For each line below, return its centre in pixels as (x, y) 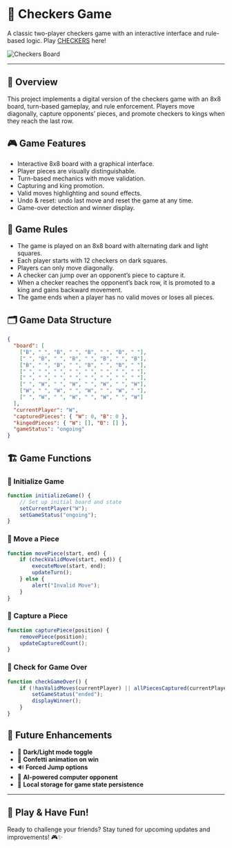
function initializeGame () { (49, 496)
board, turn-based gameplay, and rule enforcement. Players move (101, 106)
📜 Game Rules (38, 229)
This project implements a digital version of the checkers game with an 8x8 (114, 99)
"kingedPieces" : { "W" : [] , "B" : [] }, (71, 423)
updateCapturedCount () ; (54, 643)
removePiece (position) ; (54, 637)
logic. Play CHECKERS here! (66, 40)
